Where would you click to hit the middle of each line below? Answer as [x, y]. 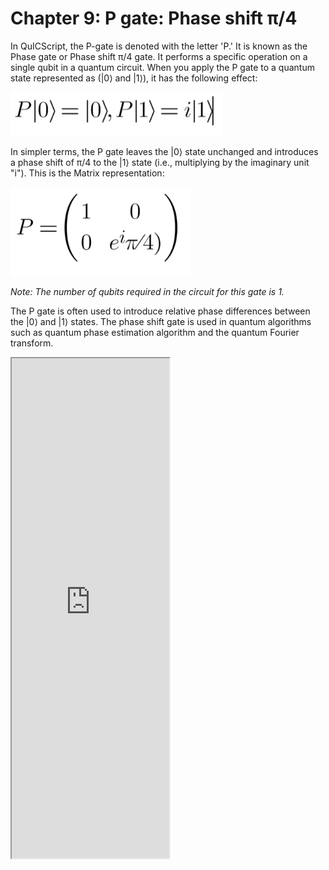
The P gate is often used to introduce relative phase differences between [160, 311]
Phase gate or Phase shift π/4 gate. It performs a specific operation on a [159, 56]
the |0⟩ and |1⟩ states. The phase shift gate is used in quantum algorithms [161, 321]
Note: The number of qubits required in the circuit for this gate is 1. [147, 291]
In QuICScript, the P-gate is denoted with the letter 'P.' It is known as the [159, 46]
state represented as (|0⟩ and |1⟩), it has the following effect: [134, 78]
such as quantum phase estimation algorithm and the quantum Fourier [155, 332]
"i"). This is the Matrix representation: [87, 173]
